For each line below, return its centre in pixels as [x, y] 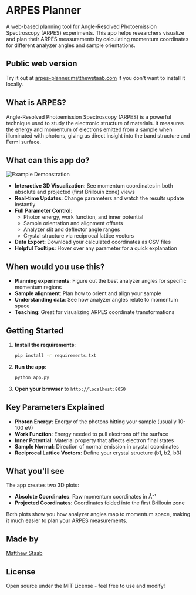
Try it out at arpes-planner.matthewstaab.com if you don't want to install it [96, 78]
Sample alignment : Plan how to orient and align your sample [88, 293]
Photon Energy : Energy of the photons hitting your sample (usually [96, 422]
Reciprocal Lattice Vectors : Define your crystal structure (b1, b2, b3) [98, 453]
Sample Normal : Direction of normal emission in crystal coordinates [97, 446]
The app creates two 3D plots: [43, 485]
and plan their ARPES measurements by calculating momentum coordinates [97, 39]
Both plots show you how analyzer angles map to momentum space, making [98, 514]
